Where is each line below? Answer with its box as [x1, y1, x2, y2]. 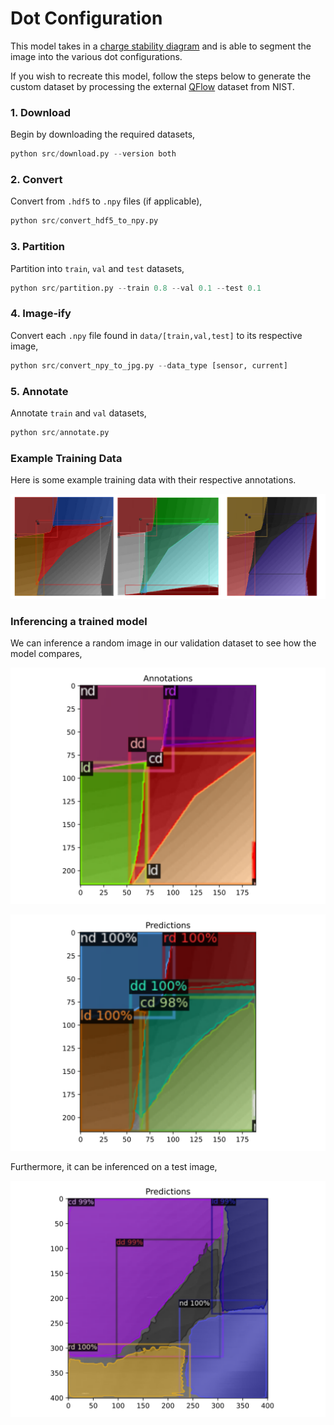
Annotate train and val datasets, [10, 407, 147, 419]
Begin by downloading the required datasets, [10, 128, 196, 141]
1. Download [10, 105, 72, 119]
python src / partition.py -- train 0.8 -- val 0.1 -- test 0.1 [10, 283, 262, 293]
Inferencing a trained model [10, 614, 148, 628]
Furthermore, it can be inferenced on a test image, [10, 1161, 218, 1173]
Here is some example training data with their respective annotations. [10, 474, 297, 486]
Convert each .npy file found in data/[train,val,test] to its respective [10, 329, 303, 341]
